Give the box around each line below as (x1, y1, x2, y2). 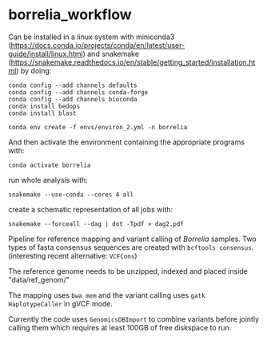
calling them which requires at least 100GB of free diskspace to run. (8, 322, 232, 332)
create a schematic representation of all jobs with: (8, 204, 173, 214)
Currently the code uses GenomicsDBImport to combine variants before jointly (8, 314, 260, 324)
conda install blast (8, 109, 78, 117)
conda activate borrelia (8, 161, 91, 169)
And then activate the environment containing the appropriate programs (8, 137, 245, 147)
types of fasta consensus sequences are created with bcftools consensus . (8, 242, 254, 252)
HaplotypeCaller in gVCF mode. (8, 298, 114, 308)
